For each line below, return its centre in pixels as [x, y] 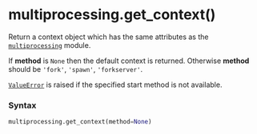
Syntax [22, 105]
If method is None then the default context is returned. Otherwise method [129, 61]
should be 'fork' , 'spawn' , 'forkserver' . [75, 69]
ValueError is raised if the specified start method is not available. [115, 85]
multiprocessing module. [50, 45]
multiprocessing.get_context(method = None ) [80, 122]
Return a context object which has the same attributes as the [108, 37]
